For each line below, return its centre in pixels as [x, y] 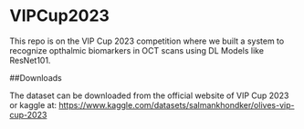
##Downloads [36, 77]
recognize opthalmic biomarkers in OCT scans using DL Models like [137, 50]
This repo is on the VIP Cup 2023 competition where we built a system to [147, 41]
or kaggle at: [33, 104]
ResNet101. [30, 60]
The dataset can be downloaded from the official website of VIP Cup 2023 [149, 95]
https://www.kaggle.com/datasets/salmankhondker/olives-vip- [177, 104]
